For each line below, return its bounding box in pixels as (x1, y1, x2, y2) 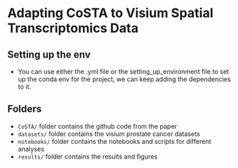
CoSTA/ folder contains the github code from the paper (17, 122, 177, 130)
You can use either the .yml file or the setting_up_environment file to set (17, 68, 229, 75)
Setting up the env (7, 48, 91, 61)
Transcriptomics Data (7, 20, 139, 36)
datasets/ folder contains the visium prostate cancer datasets (17, 130, 200, 138)
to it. (17, 83, 31, 90)
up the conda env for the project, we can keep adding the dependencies (17, 75, 231, 83)
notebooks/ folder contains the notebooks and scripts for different (17, 137, 212, 145)
